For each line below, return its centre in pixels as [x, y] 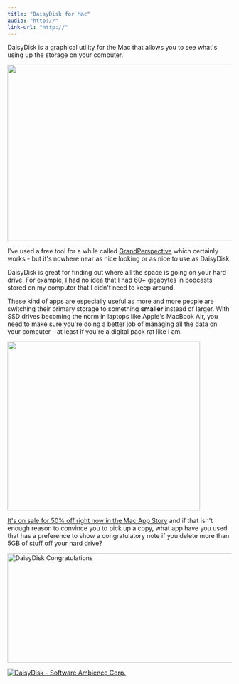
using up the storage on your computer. [65, 55]
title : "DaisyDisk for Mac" [49, 14]
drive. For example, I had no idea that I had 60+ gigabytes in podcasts [110, 280]
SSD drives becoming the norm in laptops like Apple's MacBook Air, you [113, 317]
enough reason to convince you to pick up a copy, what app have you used [117, 528]
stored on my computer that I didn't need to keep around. [91, 288]
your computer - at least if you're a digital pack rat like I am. [95, 332]
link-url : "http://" [38, 27]
